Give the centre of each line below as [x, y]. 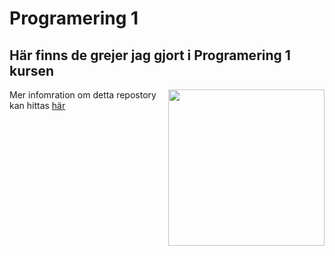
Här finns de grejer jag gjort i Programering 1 [150, 55]
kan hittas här [37, 105]
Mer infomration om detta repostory [83, 95]
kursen [32, 70]
